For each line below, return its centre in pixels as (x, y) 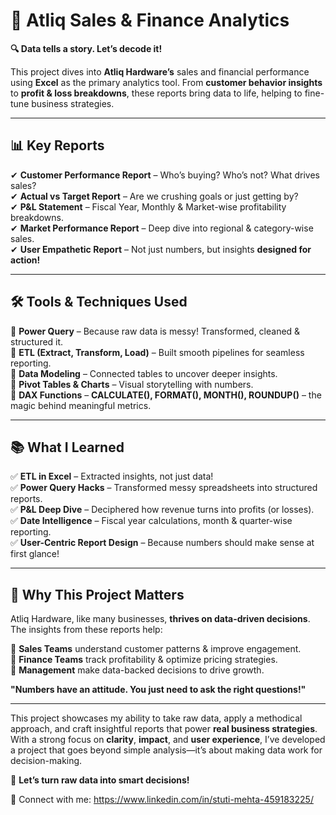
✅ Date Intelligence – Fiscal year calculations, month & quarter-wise (151, 521)
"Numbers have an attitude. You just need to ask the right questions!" (158, 690)
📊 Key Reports (57, 145)
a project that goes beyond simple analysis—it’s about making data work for (166, 750)
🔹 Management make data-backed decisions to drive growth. (137, 670)
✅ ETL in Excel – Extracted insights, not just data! (112, 476)
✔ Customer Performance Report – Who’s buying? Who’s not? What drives (165, 175)
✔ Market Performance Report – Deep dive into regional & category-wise (162, 228)
